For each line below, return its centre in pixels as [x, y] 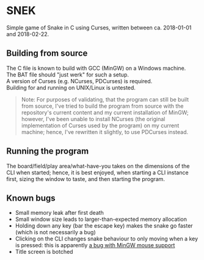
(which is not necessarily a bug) [55, 232]
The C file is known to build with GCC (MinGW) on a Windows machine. [96, 68]
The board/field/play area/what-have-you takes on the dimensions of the [98, 166]
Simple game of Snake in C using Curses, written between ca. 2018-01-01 [99, 28]
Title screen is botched [44, 252]
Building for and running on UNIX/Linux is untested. [71, 87]
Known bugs [31, 198]
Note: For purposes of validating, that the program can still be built [105, 99]
